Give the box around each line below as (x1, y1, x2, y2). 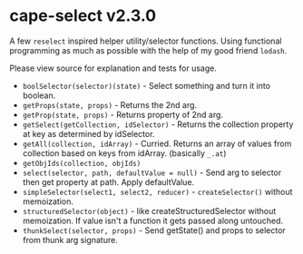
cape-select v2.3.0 (9, 5, 157, 26)
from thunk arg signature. (22, 234, 118, 245)
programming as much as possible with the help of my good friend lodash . (9, 44, 288, 55)
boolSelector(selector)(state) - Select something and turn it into (22, 80, 270, 91)
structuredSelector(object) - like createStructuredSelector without (22, 205, 277, 216)
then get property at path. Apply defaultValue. (22, 176, 195, 187)
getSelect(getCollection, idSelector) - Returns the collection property (22, 119, 294, 130)
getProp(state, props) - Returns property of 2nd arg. (22, 109, 224, 120)
